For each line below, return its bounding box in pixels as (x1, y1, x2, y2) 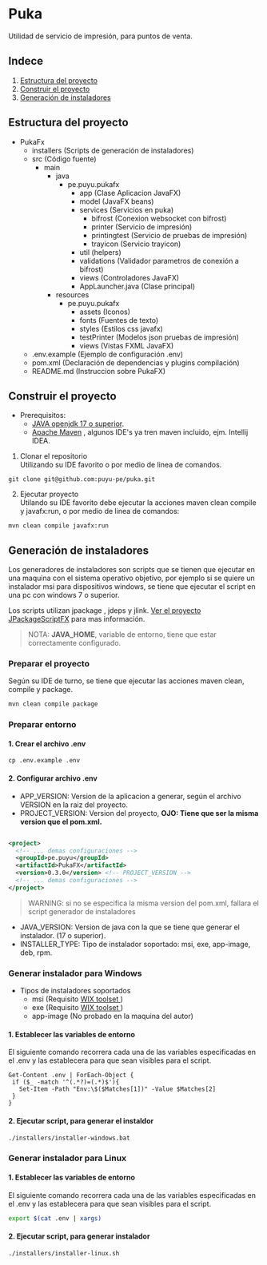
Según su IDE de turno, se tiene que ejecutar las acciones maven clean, (8, 676, 245, 686)
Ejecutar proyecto (19, 489, 79, 499)
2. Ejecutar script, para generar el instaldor (8, 1116, 154, 1125)
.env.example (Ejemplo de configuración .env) (31, 349, 184, 359)
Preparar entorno (8, 719, 77, 730)
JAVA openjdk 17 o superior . (31, 419, 125, 428)
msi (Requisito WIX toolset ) (31, 994, 124, 1004)
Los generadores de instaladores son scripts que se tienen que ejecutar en (8, 565, 256, 575)
